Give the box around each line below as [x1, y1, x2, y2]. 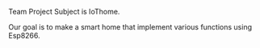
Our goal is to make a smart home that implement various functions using [8, 22, 253, 31]
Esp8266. [8, 31, 40, 40]
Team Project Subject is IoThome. [8, 7, 120, 16]
